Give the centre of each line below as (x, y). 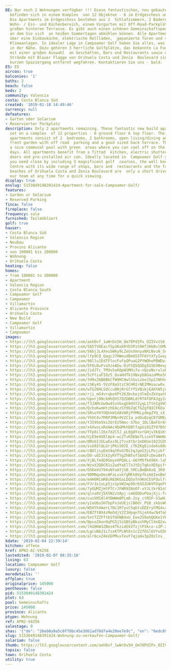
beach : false (19, 86)
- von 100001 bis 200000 (32, 252)
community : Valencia (27, 95)
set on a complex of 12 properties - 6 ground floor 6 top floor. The (88, 133)
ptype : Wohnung (21, 617)
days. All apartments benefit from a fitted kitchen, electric (79, 152)
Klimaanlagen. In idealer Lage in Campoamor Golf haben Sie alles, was (88, 43)
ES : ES (12, 67)
